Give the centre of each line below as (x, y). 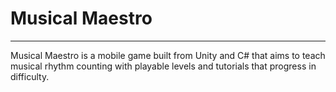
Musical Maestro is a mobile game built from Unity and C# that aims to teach (168, 55)
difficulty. (30, 76)
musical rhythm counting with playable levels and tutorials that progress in (163, 66)
